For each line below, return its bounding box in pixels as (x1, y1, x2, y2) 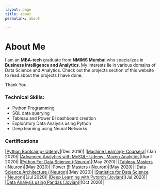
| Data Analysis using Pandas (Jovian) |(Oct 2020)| (5, 179, 104, 185)
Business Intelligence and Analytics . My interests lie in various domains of (5, 62, 156, 68)
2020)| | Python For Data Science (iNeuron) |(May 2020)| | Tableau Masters (5, 159, 153, 164)
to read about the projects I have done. (5, 73, 83, 78)
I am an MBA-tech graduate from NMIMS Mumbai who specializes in (5, 57, 144, 63)
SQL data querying (12, 110, 50, 116)
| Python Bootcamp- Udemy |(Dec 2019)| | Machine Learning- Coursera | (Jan (5, 148, 156, 154)
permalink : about (5, 16, 40, 21)
